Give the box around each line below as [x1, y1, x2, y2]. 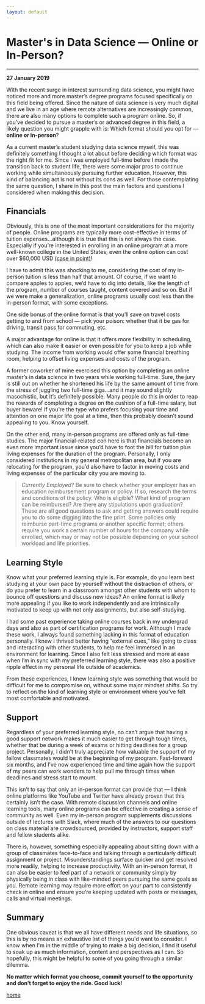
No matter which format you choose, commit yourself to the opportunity [6, 973, 193, 980]
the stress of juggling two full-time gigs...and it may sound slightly [6, 386, 173, 394]
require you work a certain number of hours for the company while [21, 527, 189, 534]
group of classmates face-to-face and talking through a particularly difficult [6, 850, 196, 856]
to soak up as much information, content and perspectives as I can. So [6, 948, 184, 955]
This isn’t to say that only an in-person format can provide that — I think [6, 786, 187, 793]
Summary [6, 912, 45, 923]
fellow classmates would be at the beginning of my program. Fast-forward [6, 754, 193, 762]
